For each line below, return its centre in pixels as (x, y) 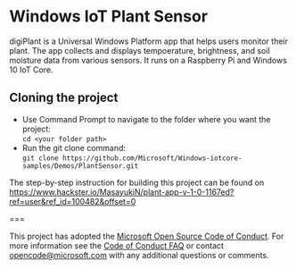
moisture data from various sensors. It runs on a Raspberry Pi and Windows (148, 60)
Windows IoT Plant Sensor (108, 17)
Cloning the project (64, 98)
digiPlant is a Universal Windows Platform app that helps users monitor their (148, 41)
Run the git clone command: (74, 147)
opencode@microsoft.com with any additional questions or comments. (139, 255)
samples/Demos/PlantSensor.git (80, 166)
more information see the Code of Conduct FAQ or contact (117, 245)
